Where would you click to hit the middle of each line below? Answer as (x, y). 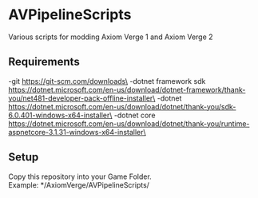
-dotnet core (135, 115)
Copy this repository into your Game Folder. (80, 176)
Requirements (44, 62)
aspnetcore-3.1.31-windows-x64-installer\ (77, 132)
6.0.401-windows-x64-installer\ (60, 115)
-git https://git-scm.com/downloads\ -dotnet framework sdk (107, 81)
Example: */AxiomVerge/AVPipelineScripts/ (79, 184)
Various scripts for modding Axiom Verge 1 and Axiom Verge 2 (111, 37)
